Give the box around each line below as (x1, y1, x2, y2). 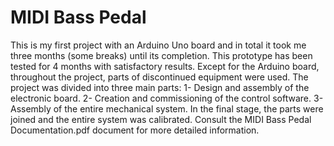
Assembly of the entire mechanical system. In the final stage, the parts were (10, 102, 324, 115)
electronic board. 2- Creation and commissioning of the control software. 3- (10, 92, 324, 104)
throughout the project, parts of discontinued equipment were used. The (10, 71, 309, 83)
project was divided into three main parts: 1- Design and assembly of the (10, 81, 310, 93)
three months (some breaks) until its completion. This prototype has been (10, 49, 313, 61)
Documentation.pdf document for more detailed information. (10, 124, 260, 136)
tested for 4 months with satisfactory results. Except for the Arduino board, (10, 60, 320, 72)
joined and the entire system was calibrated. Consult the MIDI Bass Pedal (10, 113, 312, 125)
